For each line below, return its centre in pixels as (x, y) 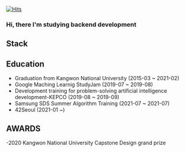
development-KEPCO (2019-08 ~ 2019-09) (67, 97)
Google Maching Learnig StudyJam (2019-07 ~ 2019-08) (84, 85)
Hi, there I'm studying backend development (72, 24)
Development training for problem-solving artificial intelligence (91, 91)
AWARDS (23, 129)
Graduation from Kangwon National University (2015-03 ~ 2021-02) (97, 78)
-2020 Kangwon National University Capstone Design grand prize (86, 142)
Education (25, 64)
